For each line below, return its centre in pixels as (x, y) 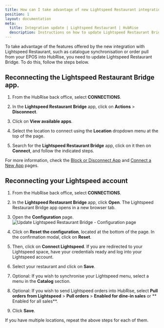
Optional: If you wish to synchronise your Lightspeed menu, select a (80, 276)
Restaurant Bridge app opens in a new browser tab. (64, 207)
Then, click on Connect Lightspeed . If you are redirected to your (77, 246)
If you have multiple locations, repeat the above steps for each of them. (77, 320)
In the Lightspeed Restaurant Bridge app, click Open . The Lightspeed (83, 202)
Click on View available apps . (42, 121)
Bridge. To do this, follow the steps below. (47, 62)
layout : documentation (28, 19)
